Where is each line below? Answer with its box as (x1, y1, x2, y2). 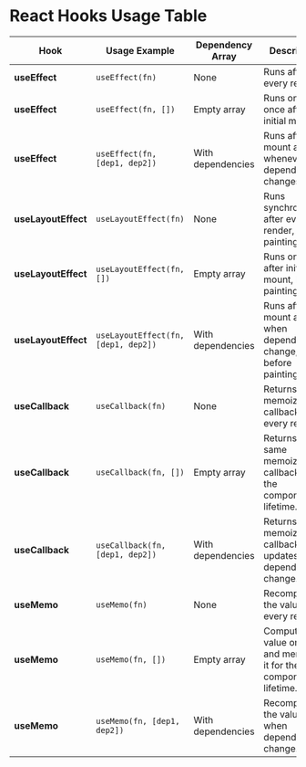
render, (263, 224, 295, 236)
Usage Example (106, 44, 175, 57)
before (263, 356, 292, 369)
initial (263, 114, 287, 127)
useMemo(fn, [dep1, (95, 716, 180, 726)
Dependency (195, 38, 253, 51)
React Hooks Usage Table (9, 5, 208, 26)
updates (263, 549, 299, 562)
